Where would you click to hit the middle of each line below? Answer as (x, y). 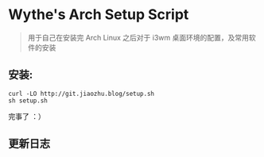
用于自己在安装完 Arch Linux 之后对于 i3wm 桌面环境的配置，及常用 (138, 37)
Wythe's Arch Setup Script (99, 15)
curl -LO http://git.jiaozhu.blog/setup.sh (82, 94)
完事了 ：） (27, 116)
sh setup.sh (28, 101)
